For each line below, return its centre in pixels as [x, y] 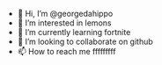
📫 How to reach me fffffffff [66, 51]
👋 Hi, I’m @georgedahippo [65, 14]
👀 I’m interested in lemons [64, 23]
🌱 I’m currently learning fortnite [74, 32]
